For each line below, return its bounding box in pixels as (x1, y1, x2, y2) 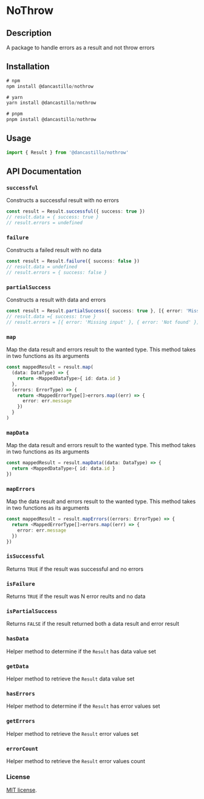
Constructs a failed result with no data (6, 247, 102, 254)
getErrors (6, 718, 35, 725)
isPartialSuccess (6, 608, 58, 615)
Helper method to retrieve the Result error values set (6, 730, 139, 737)
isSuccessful (6, 553, 45, 560)
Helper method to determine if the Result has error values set (6, 702, 160, 710)
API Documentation (6, 166, 82, 177)
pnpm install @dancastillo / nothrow (6, 117, 97, 123)
